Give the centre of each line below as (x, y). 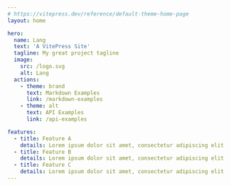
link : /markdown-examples (64, 99)
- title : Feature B (43, 152)
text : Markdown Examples (63, 93)
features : (22, 132)
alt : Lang (35, 73)
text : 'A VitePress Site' (52, 47)
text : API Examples (55, 113)
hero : (15, 33)
